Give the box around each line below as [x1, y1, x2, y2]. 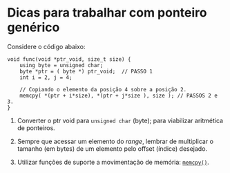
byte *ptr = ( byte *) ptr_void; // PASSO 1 [19, 68, 153, 75]
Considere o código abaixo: [7, 42, 86, 51]
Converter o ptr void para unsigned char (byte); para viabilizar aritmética [17, 116, 223, 125]
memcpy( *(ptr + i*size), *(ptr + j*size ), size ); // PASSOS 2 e [19, 92, 218, 99]
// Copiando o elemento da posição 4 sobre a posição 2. [19, 86, 187, 93]
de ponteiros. [17, 123, 55, 132]
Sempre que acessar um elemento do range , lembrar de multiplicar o [17, 137, 214, 145]
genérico [7, 19, 60, 35]
